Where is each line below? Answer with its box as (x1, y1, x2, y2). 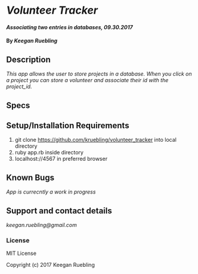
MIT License (6, 250, 37, 257)
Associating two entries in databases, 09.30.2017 (6, 23, 133, 30)
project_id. (6, 83, 32, 90)
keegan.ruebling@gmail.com (6, 222, 78, 229)
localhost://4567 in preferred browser (14, 155, 108, 163)
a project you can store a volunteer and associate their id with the (6, 77, 169, 84)
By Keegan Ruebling (6, 37, 58, 45)
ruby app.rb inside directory (14, 149, 83, 156)
